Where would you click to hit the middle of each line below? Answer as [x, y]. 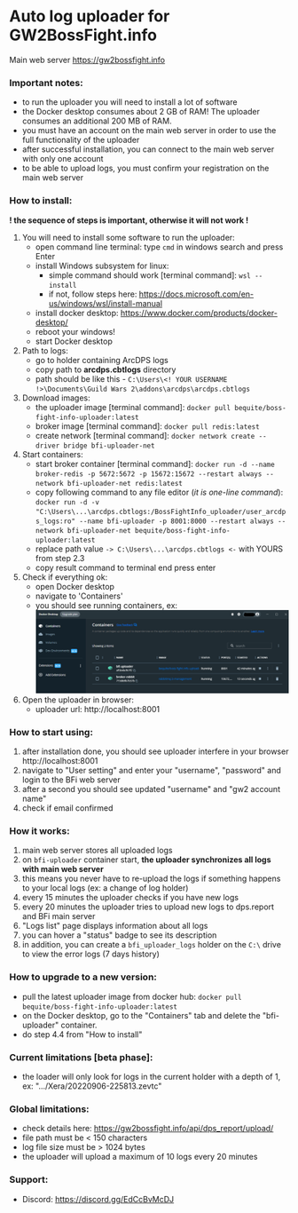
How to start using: [51, 732]
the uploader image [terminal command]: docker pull [133, 407]
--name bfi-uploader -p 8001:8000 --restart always [177, 521]
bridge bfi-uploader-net [109, 446]
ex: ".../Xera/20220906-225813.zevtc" [92, 1086]
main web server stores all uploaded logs [97, 851]
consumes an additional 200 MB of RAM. [97, 121]
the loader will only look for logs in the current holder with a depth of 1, [151, 1076]
